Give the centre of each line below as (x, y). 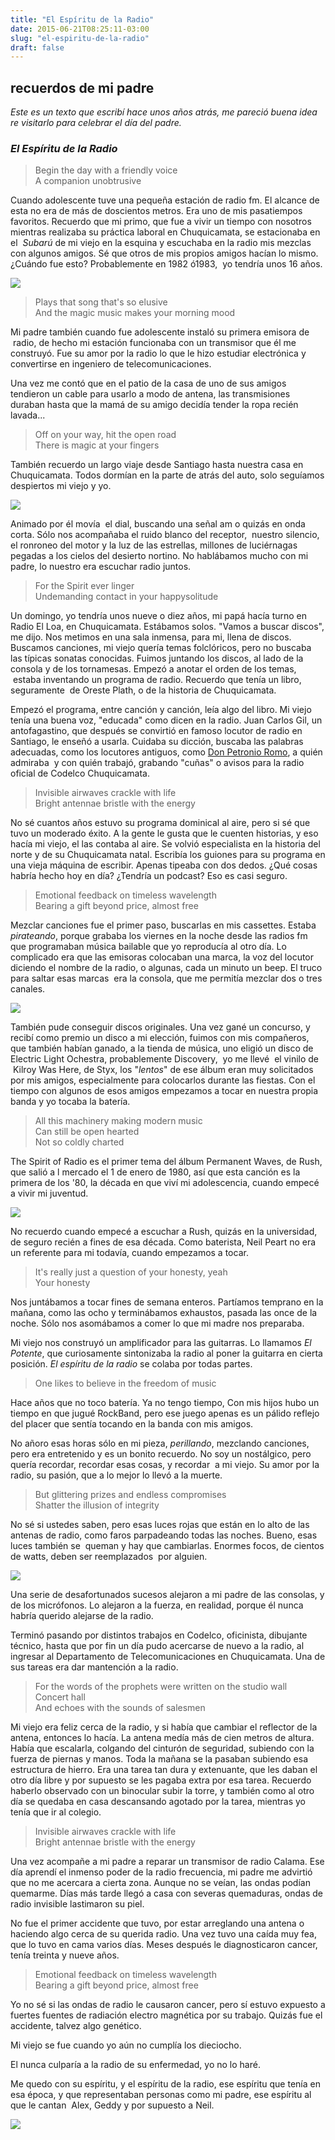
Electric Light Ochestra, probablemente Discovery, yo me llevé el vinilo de (164, 1059)
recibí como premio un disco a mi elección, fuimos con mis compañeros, (160, 1038)
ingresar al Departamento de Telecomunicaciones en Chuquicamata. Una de (168, 1657)
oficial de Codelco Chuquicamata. (80, 773)
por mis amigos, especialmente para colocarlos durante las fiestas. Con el (163, 1080)
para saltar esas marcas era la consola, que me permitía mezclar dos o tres (166, 978)
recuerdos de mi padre (82, 87)
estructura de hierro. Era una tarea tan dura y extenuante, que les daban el (164, 1770)
